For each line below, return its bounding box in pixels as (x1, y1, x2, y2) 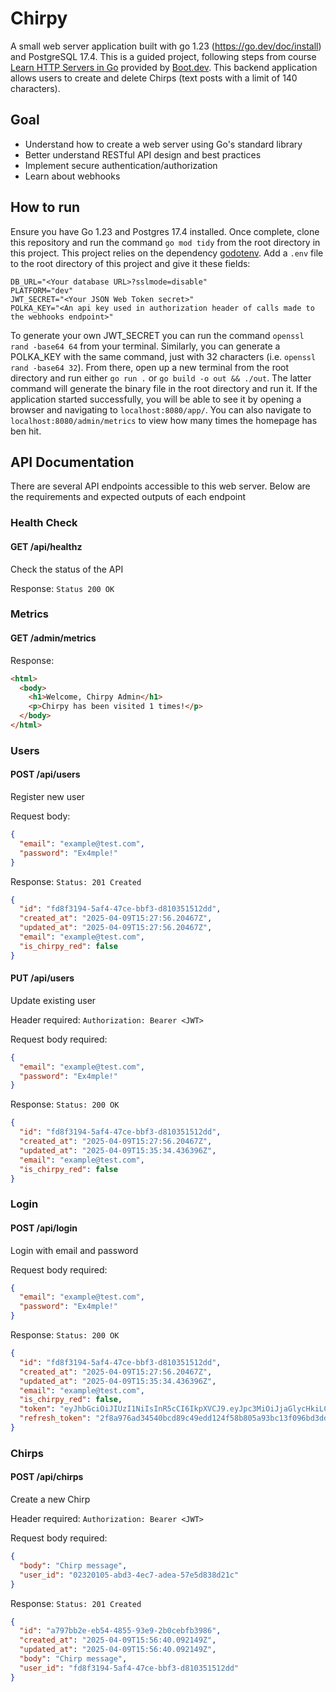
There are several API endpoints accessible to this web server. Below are (10, 480, 311, 492)
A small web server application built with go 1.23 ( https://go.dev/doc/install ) (10, 40, 322, 52)
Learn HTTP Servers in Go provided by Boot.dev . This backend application (10, 61, 318, 73)
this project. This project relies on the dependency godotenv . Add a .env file (10, 247, 324, 259)
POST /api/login (10, 1222, 78, 1234)
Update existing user (10, 994, 97, 1006)
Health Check (10, 516, 78, 530)
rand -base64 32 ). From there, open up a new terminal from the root (10, 361, 290, 373)
